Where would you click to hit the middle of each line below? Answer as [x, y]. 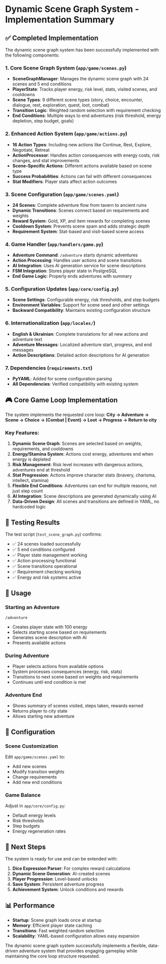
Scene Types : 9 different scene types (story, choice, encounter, [78, 100]
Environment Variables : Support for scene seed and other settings [81, 305]
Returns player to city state [40, 711]
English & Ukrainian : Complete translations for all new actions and [80, 334]
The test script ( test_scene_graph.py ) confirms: [54, 534]
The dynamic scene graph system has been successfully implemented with [82, 50]
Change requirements [34, 777]
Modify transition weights [38, 772]
